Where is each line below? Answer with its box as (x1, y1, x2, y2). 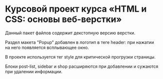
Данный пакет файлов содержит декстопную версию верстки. (5, 30, 136, 36)
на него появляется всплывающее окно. (5, 44, 89, 50)
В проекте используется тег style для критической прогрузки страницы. (5, 54, 156, 59)
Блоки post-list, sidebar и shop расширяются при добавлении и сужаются (5, 63, 159, 69)
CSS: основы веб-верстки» (5, 14, 122, 25)
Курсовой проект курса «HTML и (5, 3, 147, 15)
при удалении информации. (5, 68, 63, 74)
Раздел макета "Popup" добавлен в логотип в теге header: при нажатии (5, 39, 154, 45)
